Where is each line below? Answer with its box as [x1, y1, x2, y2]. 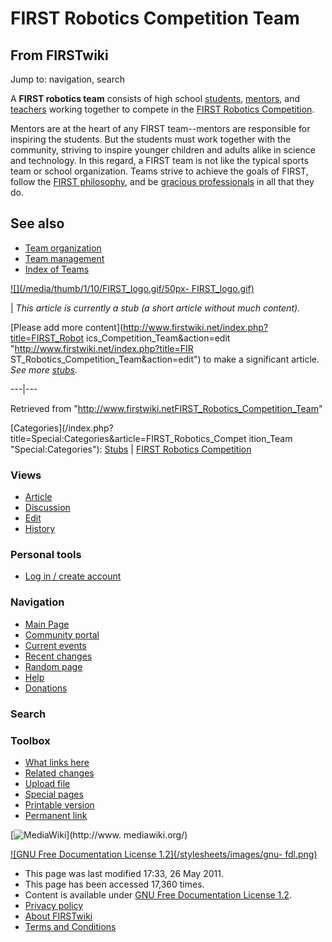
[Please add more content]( [10, 321, 124, 333]
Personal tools [10, 548, 82, 562]
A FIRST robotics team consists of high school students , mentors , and [10, 93, 300, 104]
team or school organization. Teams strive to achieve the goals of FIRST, [10, 165, 309, 177]
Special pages [24, 788, 84, 800]
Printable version [24, 798, 95, 811]
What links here [24, 756, 90, 768]
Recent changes [24, 650, 93, 662]
